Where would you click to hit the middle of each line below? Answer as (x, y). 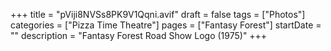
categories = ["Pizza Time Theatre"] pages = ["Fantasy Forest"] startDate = (166, 25)
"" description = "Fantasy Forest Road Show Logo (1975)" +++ (139, 35)
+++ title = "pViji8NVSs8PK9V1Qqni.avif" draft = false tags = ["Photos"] (158, 14)
